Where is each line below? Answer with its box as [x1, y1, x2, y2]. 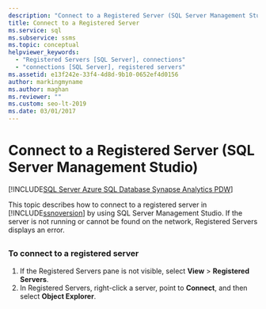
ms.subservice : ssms [8, 33, 77, 42]
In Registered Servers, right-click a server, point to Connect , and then [19, 283, 248, 292]
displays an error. [8, 225, 65, 235]
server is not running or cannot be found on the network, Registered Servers [8, 216, 258, 226]
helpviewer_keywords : [8, 48, 80, 56]
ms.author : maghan [8, 85, 69, 93]
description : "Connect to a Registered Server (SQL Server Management [8, 11, 246, 20]
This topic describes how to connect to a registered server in [8, 200, 207, 209]
